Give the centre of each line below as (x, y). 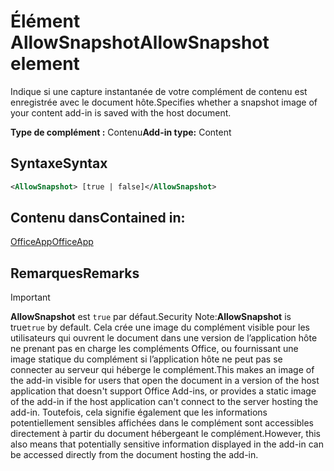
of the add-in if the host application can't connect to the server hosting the (164, 402)
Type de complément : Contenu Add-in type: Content (121, 132)
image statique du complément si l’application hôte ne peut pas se (146, 359)
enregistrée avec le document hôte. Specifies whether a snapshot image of (164, 102)
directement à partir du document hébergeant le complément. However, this (166, 434)
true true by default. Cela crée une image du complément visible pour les (160, 327)
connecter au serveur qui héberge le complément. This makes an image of (162, 370)
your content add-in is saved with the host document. (121, 112)
